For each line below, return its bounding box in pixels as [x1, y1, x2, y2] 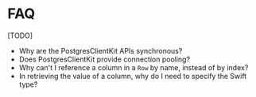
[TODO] [7, 31, 33, 40]
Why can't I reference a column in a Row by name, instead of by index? [18, 62, 249, 72]
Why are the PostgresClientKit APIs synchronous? [18, 46, 183, 55]
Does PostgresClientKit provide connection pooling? [18, 54, 191, 64]
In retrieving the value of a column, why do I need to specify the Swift [18, 71, 247, 80]
